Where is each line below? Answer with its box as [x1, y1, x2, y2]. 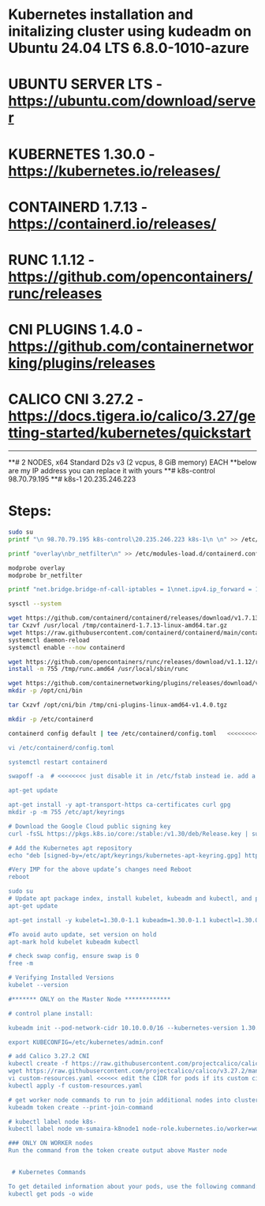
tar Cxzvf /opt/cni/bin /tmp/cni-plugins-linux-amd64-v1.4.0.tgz [8, 701, 227, 709]
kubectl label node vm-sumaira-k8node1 [8, 1125, 140, 1133]
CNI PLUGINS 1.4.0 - [8, 321, 144, 339]
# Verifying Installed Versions [8, 974, 114, 982]
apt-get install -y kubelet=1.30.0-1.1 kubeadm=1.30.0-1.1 [8, 916, 207, 924]
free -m [8, 959, 34, 967]
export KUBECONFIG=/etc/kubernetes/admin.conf [8, 1038, 164, 1046]
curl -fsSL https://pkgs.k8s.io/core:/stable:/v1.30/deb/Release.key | [8, 830, 248, 838]
